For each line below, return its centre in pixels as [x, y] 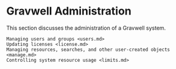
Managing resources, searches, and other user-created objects [88, 50]
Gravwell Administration [69, 11]
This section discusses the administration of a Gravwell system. [86, 28]
